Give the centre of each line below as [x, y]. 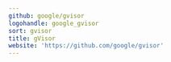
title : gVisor [32, 38]
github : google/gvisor [46, 16]
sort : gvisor [30, 31]
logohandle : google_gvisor [54, 23]
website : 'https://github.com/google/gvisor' [86, 46]
